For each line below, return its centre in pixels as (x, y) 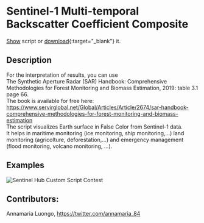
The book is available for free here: (50, 101)
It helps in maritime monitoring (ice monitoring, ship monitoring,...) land (95, 133)
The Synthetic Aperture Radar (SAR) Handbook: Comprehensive (87, 81)
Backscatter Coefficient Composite (97, 24)
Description (29, 60)
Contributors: (33, 199)
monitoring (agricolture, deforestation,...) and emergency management (95, 140)
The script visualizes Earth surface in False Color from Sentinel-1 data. (94, 127)
